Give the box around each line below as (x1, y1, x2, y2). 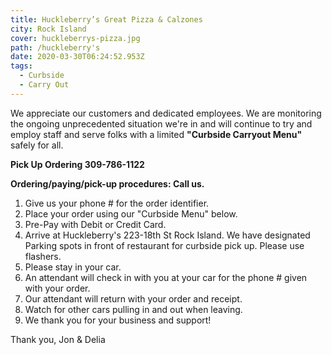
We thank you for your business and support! (24, 314, 212, 326)
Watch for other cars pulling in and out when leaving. (24, 303, 243, 315)
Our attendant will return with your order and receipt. (24, 292, 243, 305)
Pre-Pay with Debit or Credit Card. (24, 218, 167, 230)
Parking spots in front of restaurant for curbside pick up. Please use (24, 239, 305, 251)
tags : (10, 61, 33, 71)
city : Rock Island (10, 24, 87, 34)
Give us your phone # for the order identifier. (24, 197, 210, 209)
